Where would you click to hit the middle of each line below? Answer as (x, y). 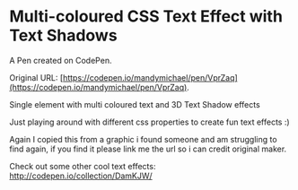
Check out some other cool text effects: (83, 166)
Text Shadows (64, 35)
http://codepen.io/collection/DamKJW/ (81, 176)
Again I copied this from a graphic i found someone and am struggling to (143, 139)
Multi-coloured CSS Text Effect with (146, 17)
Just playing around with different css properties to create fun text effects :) (149, 122)
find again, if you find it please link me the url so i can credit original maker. (148, 149)
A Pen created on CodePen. (61, 60)
